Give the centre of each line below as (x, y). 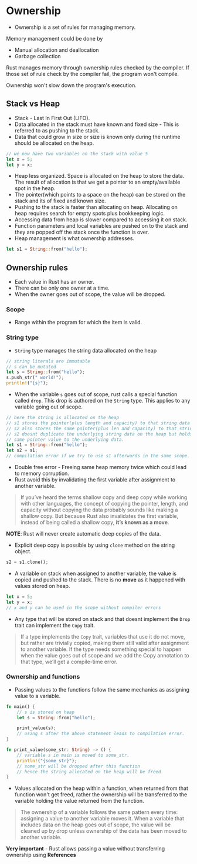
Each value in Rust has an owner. (55, 282)
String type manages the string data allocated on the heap (86, 350)
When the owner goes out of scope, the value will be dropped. (90, 294)
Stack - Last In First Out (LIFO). (52, 118)
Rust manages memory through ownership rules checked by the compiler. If (98, 67)
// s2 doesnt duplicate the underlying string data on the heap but (91, 434)
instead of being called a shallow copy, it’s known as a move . (95, 523)
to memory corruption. (42, 473)
